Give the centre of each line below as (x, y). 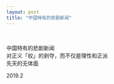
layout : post (23, 12)
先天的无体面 (22, 63)
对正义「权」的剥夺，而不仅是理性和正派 (57, 55)
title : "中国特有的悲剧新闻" (39, 18)
